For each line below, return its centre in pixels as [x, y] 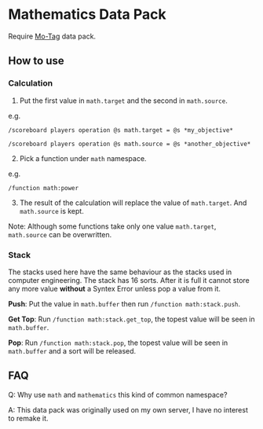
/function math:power [44, 188]
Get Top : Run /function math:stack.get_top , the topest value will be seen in [131, 319]
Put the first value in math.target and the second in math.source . [123, 101]
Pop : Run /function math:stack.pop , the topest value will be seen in [118, 343]
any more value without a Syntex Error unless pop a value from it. [115, 288]
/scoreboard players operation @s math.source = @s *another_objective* [130, 144]
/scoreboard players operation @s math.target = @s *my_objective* [121, 130]
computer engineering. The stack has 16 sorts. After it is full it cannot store [129, 280]
